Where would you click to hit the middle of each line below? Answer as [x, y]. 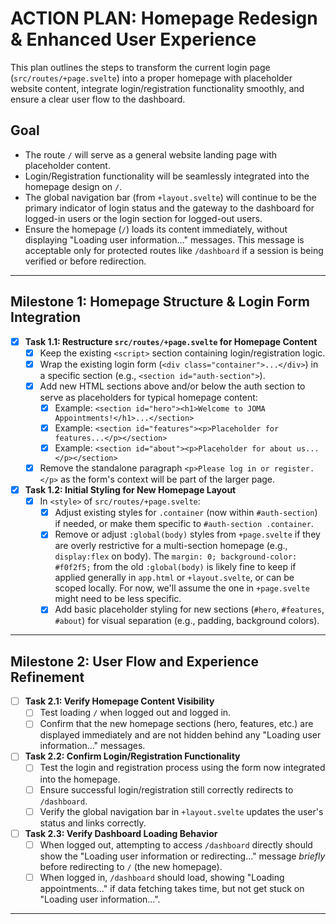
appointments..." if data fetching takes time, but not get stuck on [172, 888]
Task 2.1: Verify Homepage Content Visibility [119, 701]
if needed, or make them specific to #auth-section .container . [184, 524]
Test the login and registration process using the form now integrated [182, 768]
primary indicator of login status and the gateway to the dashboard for [169, 208]
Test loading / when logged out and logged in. [135, 713]
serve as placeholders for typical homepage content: [148, 397]
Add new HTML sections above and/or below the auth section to [172, 386]
